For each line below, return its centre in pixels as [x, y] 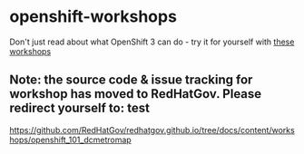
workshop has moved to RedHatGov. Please [136, 94]
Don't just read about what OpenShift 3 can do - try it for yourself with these [152, 42]
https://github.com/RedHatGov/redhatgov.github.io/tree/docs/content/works [152, 130]
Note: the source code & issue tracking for [131, 80]
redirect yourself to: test [79, 108]
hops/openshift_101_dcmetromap [70, 140]
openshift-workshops [93, 17]
